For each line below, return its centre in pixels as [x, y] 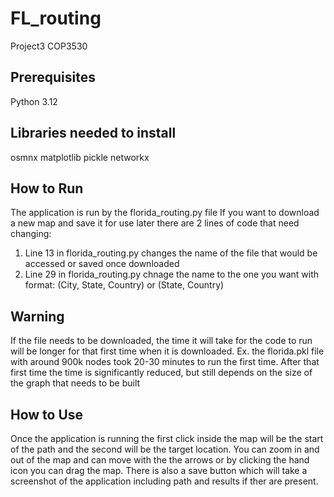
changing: [31, 234]
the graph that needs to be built [75, 383]
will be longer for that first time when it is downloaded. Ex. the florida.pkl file [167, 351]
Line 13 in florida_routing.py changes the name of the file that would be [171, 253]
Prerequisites [53, 77]
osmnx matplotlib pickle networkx [80, 157]
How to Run [47, 188]
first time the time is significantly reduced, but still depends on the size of [161, 373]
